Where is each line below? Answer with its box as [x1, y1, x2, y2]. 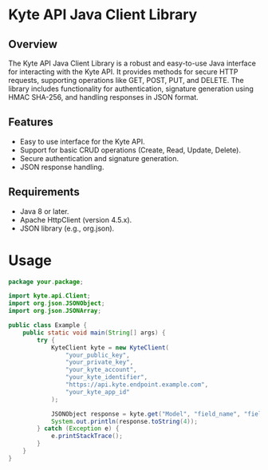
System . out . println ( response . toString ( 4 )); [50, 417, 198, 425]
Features [8, 116, 53, 129]
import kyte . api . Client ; [8, 292, 91, 300]
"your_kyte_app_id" [65, 388, 130, 396]
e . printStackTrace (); [50, 432, 124, 440]
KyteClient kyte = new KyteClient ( [50, 343, 170, 352]
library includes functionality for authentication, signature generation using [8, 84, 254, 93]
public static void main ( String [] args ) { [22, 329, 166, 337]
